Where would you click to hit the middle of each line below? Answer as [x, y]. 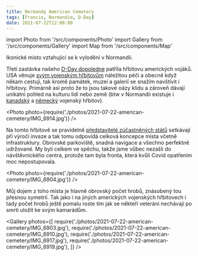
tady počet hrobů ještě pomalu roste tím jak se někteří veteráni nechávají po [99, 204]
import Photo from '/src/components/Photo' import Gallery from [84, 40]
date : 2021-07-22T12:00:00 [40, 23]
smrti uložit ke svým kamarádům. [47, 210]
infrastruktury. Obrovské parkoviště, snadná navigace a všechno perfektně [98, 143]
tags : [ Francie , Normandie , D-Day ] [50, 17]
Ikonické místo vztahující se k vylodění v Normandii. [70, 58]
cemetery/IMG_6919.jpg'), [38, 247]
